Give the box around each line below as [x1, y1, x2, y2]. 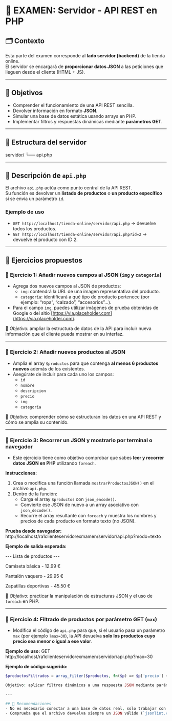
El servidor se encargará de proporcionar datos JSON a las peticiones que [5, 63, 164, 70]
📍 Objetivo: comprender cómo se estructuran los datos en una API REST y [5, 413, 161, 420]
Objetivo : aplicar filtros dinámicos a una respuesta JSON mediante [5, 683, 155, 688]
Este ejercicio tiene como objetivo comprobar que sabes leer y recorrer [12, 455, 164, 461]
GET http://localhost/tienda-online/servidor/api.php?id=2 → [12, 231, 147, 237]
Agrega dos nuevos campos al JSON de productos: [12, 283, 121, 289]
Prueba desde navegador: [5, 528, 62, 534]
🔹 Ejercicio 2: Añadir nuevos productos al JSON [5, 348, 126, 356]
